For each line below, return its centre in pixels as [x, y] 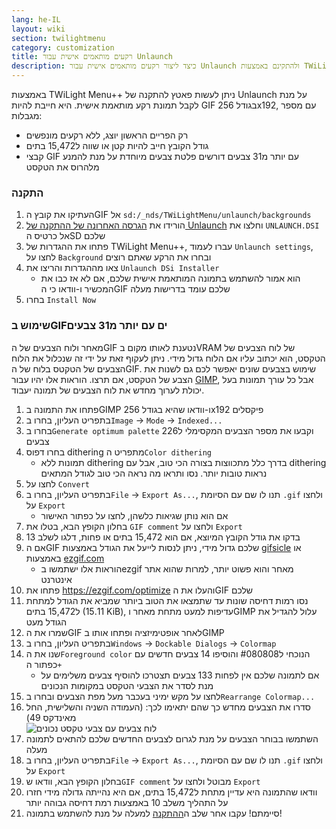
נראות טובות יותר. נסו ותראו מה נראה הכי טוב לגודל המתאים [154, 473]
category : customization [63, 47]
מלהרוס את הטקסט [62, 167]
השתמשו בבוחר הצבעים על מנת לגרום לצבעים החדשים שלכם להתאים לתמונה [172, 738]
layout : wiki [38, 29]
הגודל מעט [46, 622]
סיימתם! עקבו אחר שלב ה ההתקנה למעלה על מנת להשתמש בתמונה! [154, 813]
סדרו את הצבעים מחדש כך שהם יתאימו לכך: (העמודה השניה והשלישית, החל [168, 707]
